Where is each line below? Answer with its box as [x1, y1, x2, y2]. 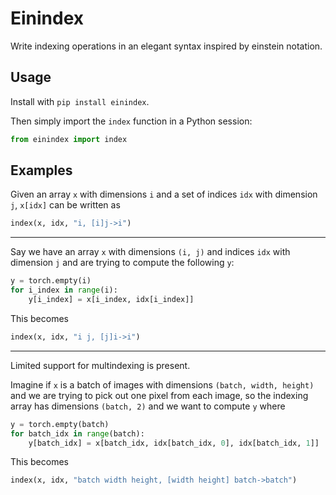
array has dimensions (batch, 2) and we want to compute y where [10, 400, 286, 412]
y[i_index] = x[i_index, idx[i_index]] [28, 295, 195, 305]
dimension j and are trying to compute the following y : [10, 257, 235, 269]
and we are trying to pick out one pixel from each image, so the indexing [10, 389, 309, 401]
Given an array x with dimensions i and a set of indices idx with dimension [10, 188, 318, 201]
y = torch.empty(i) [10, 276, 92, 286]
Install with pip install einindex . [10, 95, 150, 107]
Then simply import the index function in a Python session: [10, 115, 253, 127]
